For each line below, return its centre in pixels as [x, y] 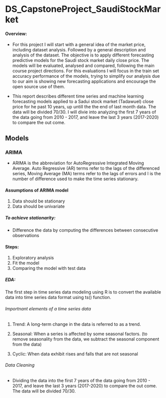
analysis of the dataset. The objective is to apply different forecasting [83, 55]
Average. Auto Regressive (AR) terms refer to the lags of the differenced [86, 168]
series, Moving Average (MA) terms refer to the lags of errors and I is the [86, 174]
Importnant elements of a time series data [48, 309]
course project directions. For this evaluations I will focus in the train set [86, 71]
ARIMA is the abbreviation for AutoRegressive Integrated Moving [78, 163]
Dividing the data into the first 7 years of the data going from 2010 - [81, 380]
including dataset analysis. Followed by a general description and [79, 50]
